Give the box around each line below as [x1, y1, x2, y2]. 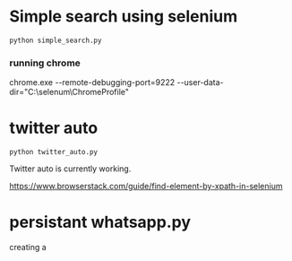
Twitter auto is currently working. [9, 163, 132, 174]
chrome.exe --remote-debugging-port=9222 [9, 77, 176, 88]
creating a [9, 242, 47, 253]
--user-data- [176, 77, 224, 88]
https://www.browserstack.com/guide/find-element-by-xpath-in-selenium [9, 181, 283, 192]
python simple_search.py [9, 36, 102, 45]
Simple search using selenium [9, 6, 238, 27]
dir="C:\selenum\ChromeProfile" [9, 87, 130, 98]
